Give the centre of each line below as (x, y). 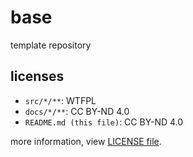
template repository (51, 45)
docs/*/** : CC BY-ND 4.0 (77, 111)
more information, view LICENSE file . (86, 141)
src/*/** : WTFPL (60, 100)
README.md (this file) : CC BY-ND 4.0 (104, 122)
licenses (37, 76)
